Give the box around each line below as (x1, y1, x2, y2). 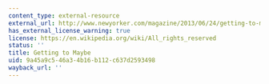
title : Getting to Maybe (8, 49, 91, 57)
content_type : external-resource (8, 11, 120, 20)
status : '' (8, 42, 45, 50)
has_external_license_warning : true (8, 26, 130, 34)
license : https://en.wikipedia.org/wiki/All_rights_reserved (8, 34, 217, 42)
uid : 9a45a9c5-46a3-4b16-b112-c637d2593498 (8, 57, 156, 65)
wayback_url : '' (8, 64, 62, 72)
